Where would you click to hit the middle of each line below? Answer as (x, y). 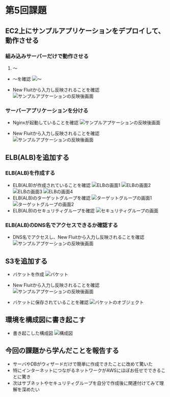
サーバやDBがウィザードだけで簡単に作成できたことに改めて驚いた (82, 364)
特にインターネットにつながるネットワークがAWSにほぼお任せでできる (87, 370)
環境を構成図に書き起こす (45, 320)
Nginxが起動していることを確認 (46, 123)
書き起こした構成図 (33, 333)
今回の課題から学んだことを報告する (62, 351)
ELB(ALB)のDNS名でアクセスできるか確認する (62, 225)
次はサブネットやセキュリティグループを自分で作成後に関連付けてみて (86, 383)
